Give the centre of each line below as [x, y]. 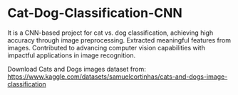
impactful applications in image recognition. [72, 55]
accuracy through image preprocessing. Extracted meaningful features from [119, 40]
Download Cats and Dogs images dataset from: [77, 69]
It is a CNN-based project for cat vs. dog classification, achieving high [110, 33]
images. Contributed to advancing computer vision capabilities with [106, 47]
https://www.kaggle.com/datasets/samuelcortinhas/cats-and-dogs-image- [118, 77]
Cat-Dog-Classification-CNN [95, 13]
